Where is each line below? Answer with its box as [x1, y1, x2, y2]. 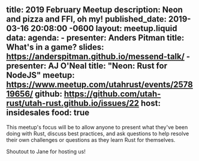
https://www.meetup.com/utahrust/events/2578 [6, 80, 193, 90]
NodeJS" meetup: [6, 70, 75, 80]
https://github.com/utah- [64, 89, 161, 99]
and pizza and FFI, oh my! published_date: [6, 14, 167, 25]
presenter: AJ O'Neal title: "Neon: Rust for [6, 61, 168, 71]
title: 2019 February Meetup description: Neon [6, 5, 183, 15]
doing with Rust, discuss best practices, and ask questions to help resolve [6, 130, 189, 137]
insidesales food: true [6, 108, 90, 118]
